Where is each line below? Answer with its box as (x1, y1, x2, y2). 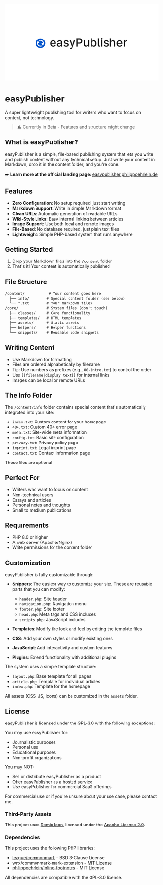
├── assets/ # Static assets (9, 321, 79, 325)
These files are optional (5, 459, 53, 465)
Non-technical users (12, 492, 54, 498)
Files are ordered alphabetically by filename (12, 362, 100, 367)
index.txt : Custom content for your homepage (12, 419, 106, 424)
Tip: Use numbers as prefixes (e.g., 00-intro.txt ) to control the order (12, 367, 152, 372)
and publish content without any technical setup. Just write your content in (5, 156, 155, 162)
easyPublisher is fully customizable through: (5, 572, 94, 578)
